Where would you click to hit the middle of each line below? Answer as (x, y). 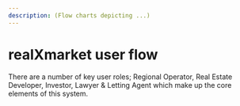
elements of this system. (48, 93)
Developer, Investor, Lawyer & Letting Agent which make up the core (120, 85)
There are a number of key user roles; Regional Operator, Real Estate (120, 77)
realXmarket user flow (83, 54)
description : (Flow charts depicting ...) (79, 15)
